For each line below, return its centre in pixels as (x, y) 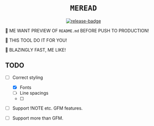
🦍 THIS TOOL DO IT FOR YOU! (36, 40)
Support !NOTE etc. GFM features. (47, 108)
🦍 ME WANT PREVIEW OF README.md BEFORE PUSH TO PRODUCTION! (77, 30)
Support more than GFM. (38, 118)
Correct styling (28, 77)
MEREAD (83, 8)
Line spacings (34, 93)
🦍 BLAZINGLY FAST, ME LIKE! (36, 50)
